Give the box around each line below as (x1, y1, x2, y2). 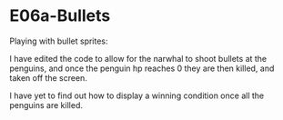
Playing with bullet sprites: (9, 35, 108, 46)
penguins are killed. (9, 99, 84, 110)
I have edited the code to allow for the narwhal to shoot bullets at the (9, 53, 268, 64)
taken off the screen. (9, 72, 88, 83)
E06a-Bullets (9, 5, 111, 26)
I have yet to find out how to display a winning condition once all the (9, 90, 265, 101)
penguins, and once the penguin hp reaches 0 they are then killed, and (9, 63, 275, 74)
